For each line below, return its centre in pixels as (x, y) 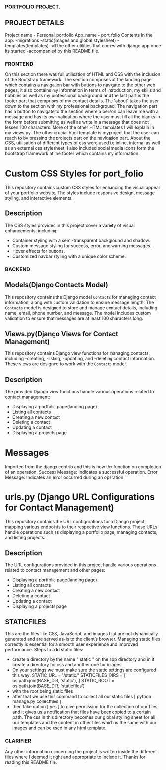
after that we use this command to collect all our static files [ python (82, 696)
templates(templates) (27, 45)
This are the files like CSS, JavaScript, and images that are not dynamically (82, 633)
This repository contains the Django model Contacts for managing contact (81, 297)
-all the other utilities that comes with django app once (105, 45)
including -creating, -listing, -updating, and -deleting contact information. (80, 359)
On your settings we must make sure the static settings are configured (84, 670)
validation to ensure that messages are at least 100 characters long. (74, 318)
